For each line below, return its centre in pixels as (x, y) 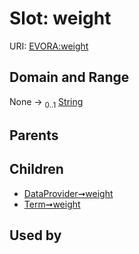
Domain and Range (69, 77)
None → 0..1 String (46, 102)
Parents (34, 135)
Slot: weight (60, 18)
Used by (35, 235)
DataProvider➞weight (68, 193)
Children (36, 169)
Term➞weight (52, 204)
